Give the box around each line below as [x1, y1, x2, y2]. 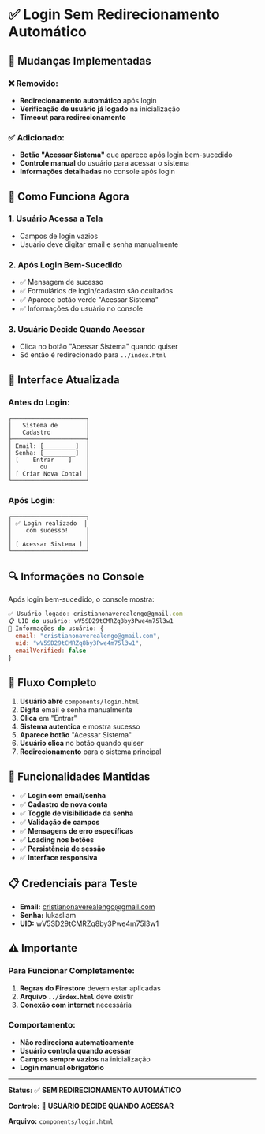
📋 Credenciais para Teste [8, 877, 138, 890]
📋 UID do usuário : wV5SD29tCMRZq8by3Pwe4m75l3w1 [8, 617, 174, 625]
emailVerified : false [15, 647, 87, 655]
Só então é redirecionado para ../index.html [19, 350, 167, 360]
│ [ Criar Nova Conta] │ [8, 470, 90, 478]
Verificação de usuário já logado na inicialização [19, 104, 181, 114]
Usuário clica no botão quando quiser [19, 739, 144, 748]
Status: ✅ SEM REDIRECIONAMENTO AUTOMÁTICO [8, 1085, 181, 1095]
